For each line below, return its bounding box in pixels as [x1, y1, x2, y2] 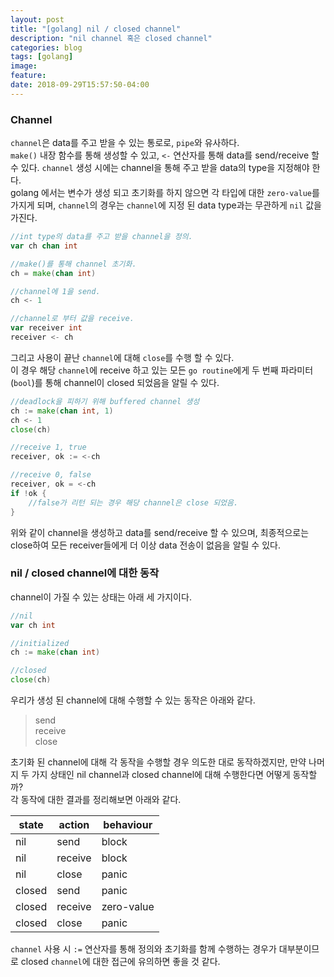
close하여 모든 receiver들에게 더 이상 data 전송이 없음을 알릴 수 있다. [10, 539, 281, 551]
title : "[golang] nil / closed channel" [10, 24, 182, 34]
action [58, 818, 90, 832]
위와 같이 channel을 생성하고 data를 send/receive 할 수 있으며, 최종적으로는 [10, 526, 310, 538]
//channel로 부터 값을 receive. [10, 314, 135, 324]
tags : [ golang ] [10, 52, 74, 62]
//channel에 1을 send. [10, 286, 101, 296]
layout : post [10, 14, 65, 25]
